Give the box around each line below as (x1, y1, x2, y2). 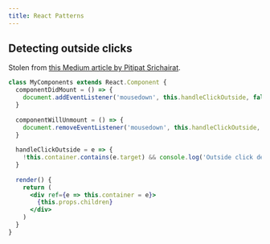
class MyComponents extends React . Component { (8, 78, 167, 87)
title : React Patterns (8, 11, 84, 20)
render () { (15, 176, 52, 184)
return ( (22, 183, 52, 192)
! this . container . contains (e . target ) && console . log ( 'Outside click (22, 154, 253, 162)
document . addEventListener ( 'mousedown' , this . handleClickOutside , (22, 93, 250, 101)
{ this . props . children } (37, 198, 113, 206)
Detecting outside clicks (8, 42, 133, 56)
